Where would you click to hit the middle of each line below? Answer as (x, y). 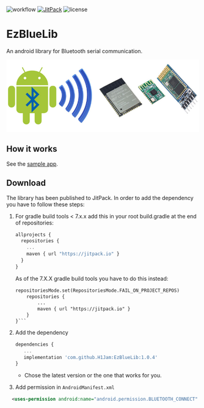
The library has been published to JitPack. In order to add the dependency (100, 198)
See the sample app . (32, 164)
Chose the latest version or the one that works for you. (93, 376)
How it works (32, 149)
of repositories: (34, 223)
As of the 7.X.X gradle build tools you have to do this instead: (92, 278)
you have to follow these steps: (46, 204)
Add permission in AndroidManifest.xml (65, 387)
